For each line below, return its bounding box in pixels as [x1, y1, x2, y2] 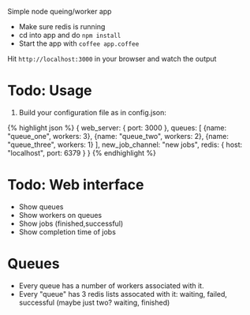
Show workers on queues [18, 210, 103, 219]
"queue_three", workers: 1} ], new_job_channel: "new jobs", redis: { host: [7, 140, 243, 149]
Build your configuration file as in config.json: [18, 107, 166, 117]
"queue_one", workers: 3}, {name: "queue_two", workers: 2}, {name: [7, 131, 229, 141]
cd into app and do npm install [18, 31, 121, 39]
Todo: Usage [7, 82, 92, 99]
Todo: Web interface [7, 176, 144, 194]
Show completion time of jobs [18, 227, 116, 236]
